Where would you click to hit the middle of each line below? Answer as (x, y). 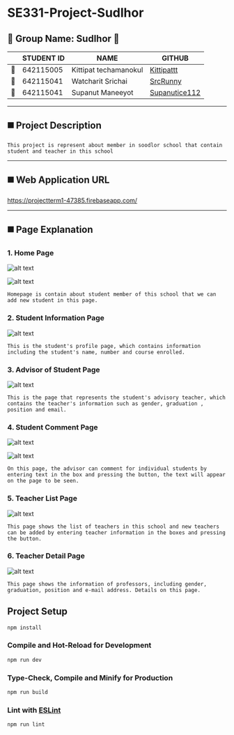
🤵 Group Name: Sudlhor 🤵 (63, 39)
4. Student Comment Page (53, 427)
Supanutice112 (175, 92)
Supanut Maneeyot (102, 92)
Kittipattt (164, 70)
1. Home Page (31, 252)
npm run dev (24, 660)
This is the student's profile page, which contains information (104, 346)
